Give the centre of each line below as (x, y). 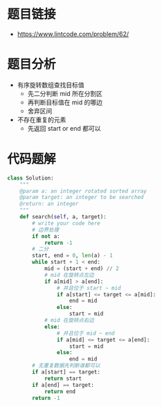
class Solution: (30, 178)
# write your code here (66, 223)
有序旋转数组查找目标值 (51, 85)
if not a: (46, 236)
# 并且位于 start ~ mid (89, 288)
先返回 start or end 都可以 (64, 128)
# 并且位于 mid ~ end (86, 333)
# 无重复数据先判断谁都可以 (66, 366)
